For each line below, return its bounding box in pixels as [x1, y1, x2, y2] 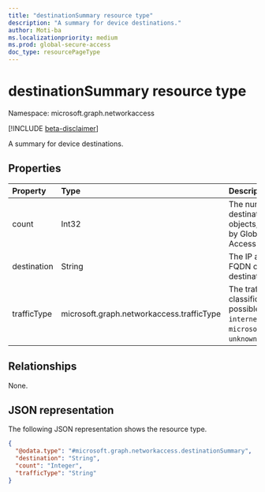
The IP [228, 250, 253, 261]
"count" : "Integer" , [15, 462, 83, 470]
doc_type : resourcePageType [8, 48, 101, 56]
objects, [228, 218, 259, 229]
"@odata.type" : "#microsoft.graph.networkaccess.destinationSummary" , [15, 447, 252, 455]
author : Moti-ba [8, 26, 62, 34]
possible [228, 303, 260, 314]
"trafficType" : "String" [15, 469, 97, 477]
